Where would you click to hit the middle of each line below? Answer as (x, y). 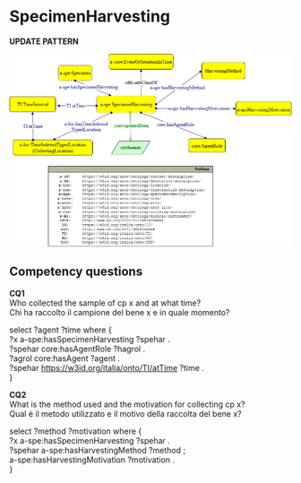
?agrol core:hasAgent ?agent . (65, 358)
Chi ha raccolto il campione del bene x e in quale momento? (120, 312)
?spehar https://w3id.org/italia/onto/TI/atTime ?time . (107, 367)
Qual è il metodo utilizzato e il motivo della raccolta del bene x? (125, 413)
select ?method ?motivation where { (75, 431)
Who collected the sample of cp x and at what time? (105, 303)
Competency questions (76, 272)
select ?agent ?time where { (60, 330)
